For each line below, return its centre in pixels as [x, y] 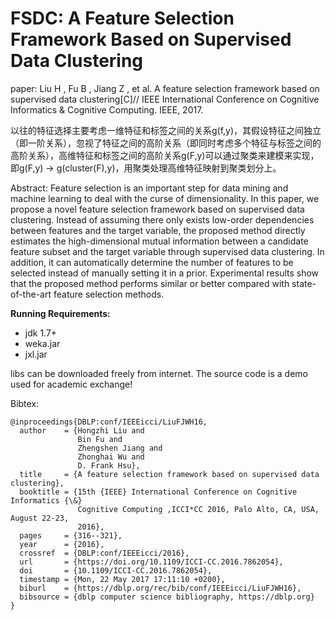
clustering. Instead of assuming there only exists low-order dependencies [162, 219]
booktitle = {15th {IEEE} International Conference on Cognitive [158, 492]
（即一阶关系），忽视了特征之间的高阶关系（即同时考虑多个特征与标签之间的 [166, 143]
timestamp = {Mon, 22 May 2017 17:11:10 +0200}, [122, 579]
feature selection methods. [109, 294]
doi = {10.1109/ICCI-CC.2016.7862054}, [116, 570]
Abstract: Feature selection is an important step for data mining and [149, 188]
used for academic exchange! [71, 384]
